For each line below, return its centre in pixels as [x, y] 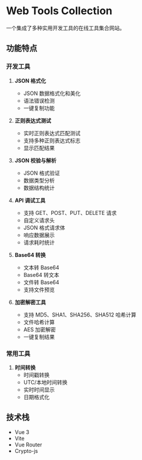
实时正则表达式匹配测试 [52, 133]
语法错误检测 [39, 100]
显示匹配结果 [39, 148]
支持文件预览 [39, 289]
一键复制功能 [39, 108]
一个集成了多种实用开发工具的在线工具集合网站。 [65, 28]
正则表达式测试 [33, 120]
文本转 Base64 [41, 267]
